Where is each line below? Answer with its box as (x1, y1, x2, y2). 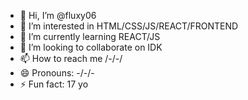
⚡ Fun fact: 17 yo (19, 78, 89, 90)
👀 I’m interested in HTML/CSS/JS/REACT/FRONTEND (19, 20, 239, 32)
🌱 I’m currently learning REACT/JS (19, 31, 161, 42)
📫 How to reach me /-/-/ (19, 53, 123, 64)
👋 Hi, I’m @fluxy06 (19, 10, 97, 21)
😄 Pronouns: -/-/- (19, 67, 95, 79)
